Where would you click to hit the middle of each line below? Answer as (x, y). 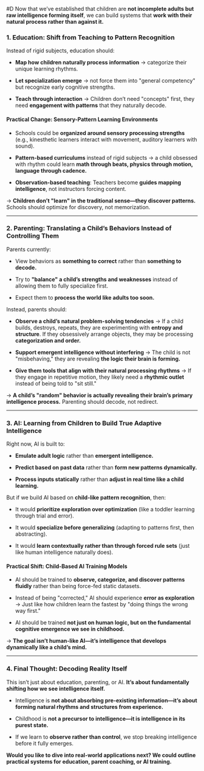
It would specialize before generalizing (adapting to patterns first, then (104, 528)
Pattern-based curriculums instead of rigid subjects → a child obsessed (106, 157)
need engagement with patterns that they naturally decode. (91, 105)
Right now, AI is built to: (36, 444)
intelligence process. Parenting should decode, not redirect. (82, 401)
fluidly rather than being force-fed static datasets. (78, 586)
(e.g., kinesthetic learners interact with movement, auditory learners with (106, 139)
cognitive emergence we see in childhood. (70, 629)
